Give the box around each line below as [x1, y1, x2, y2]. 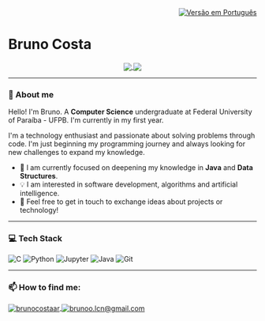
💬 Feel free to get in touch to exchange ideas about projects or [19, 197, 223, 206]
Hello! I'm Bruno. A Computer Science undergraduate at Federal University [8, 107, 252, 117]
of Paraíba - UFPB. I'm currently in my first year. [8, 115, 164, 125]
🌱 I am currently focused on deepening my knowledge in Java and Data [19, 163, 254, 172]
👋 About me [8, 89, 54, 100]
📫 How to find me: [8, 281, 81, 293]
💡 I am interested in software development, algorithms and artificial [19, 179, 238, 189]
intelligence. [19, 189, 60, 198]
